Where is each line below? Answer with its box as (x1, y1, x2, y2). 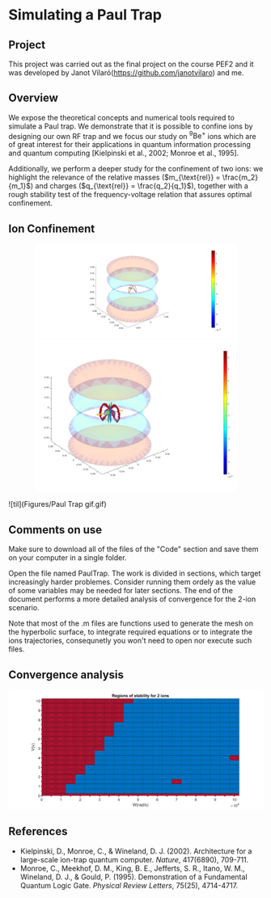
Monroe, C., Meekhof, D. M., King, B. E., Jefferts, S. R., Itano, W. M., (19, 863, 245, 873)
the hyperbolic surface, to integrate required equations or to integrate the (8, 627, 253, 637)
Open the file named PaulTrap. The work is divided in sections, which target (8, 568, 261, 579)
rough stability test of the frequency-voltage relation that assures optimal (8, 190, 252, 200)
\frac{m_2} (222, 172, 259, 183)
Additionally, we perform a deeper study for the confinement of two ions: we (8, 164, 264, 174)
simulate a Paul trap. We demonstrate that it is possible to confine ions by (8, 121, 253, 131)
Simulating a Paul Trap (8, 6, 162, 24)
